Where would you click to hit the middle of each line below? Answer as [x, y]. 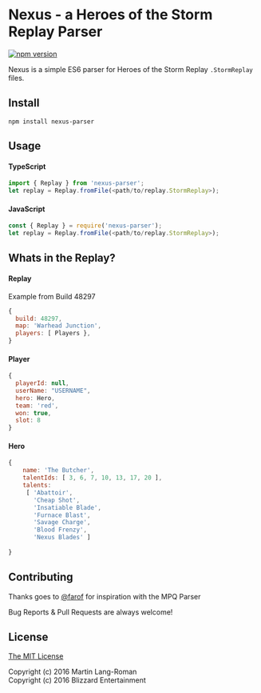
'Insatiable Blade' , [67, 507]
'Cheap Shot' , [57, 500]
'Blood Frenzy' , [60, 530]
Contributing [41, 577]
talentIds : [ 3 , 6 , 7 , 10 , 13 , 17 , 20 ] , [93, 478]
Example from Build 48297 [52, 296]
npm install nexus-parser [51, 122]
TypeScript [27, 166]
